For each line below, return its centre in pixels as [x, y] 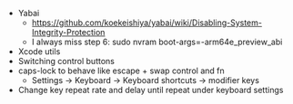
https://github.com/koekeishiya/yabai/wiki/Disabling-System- [146, 23]
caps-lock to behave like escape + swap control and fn [121, 71]
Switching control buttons [66, 61]
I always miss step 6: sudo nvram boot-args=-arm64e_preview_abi [157, 42]
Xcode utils [39, 52]
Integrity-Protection [68, 32]
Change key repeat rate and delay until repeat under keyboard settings [151, 90]
